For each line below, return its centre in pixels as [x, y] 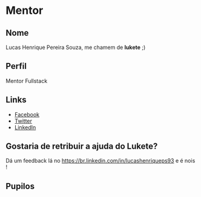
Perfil [16, 66]
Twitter [23, 121]
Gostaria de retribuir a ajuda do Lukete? [82, 147]
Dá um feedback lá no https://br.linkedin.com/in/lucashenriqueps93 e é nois [100, 161]
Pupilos [20, 186]
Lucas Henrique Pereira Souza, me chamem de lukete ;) [76, 47]
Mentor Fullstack [27, 81]
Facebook [27, 114]
